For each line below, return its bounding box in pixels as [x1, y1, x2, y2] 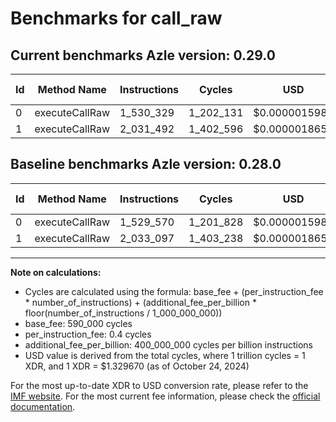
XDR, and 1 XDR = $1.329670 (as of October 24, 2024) [24, 360, 250, 372]
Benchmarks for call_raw [10, 7, 223, 30]
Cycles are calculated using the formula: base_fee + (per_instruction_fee [24, 285, 324, 297]
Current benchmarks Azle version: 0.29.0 [10, 47, 276, 64]
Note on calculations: [10, 266, 102, 278]
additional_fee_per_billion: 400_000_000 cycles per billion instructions [24, 338, 313, 351]
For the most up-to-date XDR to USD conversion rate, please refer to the [10, 379, 309, 391]
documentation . [10, 400, 76, 412]
